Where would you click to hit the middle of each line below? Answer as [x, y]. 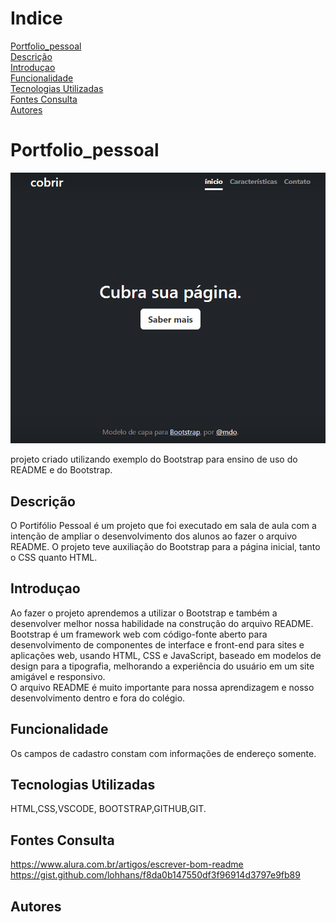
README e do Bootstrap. [61, 470]
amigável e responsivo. [58, 676]
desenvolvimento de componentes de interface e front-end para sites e [157, 644]
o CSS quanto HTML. [54, 557]
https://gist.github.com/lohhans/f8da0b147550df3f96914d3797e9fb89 [155, 875]
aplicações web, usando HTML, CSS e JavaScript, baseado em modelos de [166, 655]
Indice [36, 18]
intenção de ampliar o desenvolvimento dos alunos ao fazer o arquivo [154, 536]
